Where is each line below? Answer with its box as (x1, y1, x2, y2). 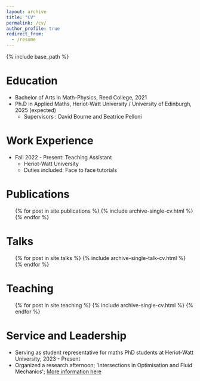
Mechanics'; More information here (14, 368, 101, 375)
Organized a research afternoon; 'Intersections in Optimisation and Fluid (14, 361, 193, 368)
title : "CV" (6, 14, 36, 20)
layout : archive (6, 8, 47, 15)
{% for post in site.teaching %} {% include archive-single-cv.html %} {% (14, 301, 194, 309)
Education (6, 74, 58, 87)
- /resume (11, 37, 36, 43)
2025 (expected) (14, 106, 57, 114)
